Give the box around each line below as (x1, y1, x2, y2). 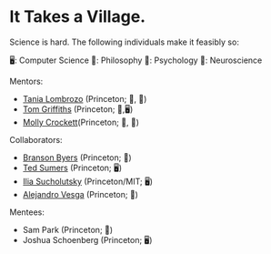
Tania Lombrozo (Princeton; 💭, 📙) (22, 93, 147, 104)
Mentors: (9, 76, 44, 86)
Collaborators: (9, 134, 63, 145)
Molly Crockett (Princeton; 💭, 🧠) (22, 117, 139, 127)
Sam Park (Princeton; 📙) (22, 224, 114, 235)
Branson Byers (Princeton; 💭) (22, 152, 132, 163)
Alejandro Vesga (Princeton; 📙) (22, 188, 139, 199)
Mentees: (9, 207, 45, 218)
